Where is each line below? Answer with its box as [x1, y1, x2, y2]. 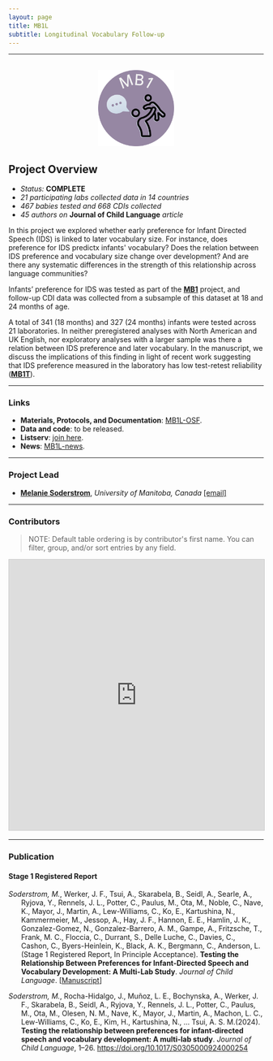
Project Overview [8, 162, 98, 176]
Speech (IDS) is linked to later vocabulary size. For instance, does [8, 234, 228, 244]
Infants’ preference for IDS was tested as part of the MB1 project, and [8, 284, 241, 294]
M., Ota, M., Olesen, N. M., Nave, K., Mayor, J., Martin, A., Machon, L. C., [21, 1008, 263, 1019]
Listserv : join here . [19, 433, 83, 443]
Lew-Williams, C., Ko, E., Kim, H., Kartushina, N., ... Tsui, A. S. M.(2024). [21, 1017, 261, 1027]
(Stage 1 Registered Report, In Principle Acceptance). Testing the [21, 950, 239, 959]
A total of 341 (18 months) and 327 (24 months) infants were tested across [8, 318, 257, 327]
